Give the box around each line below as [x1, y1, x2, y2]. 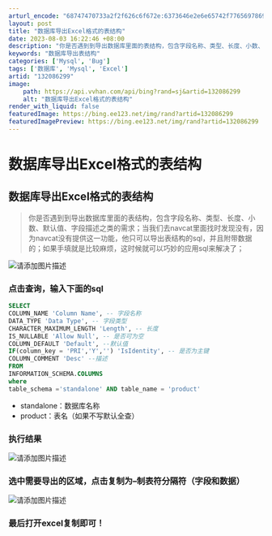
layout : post [8, 19, 53, 28]
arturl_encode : [8, 11, 60, 20]
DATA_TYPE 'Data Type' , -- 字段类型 [8, 317, 127, 325]
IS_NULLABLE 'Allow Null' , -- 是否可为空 [8, 332, 144, 340]
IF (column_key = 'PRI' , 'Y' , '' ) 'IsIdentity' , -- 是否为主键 [8, 347, 210, 356]
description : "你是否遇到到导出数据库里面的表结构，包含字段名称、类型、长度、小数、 [8, 42, 265, 50]
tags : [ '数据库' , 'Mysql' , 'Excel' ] [8, 65, 129, 73]
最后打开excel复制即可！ [8, 517, 105, 529]
